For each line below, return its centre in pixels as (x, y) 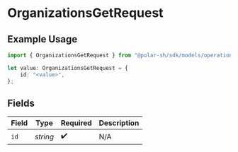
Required (76, 123)
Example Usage (42, 39)
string (44, 136)
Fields (21, 103)
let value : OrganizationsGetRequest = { (68, 68)
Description (119, 123)
